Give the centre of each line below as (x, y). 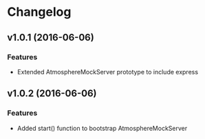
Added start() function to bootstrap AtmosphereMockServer (102, 128)
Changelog (39, 12)
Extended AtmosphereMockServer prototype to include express (107, 72)
